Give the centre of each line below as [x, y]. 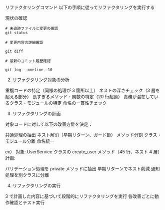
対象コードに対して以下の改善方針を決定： [49, 124]
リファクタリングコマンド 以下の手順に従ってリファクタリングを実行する [80, 7]
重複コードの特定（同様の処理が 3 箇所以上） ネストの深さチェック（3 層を [83, 90]
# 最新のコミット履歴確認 [28, 61]
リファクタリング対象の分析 [41, 80]
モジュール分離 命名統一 [30, 141]
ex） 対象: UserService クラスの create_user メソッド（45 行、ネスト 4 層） [84, 152]
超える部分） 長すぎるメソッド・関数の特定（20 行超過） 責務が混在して [80, 96]
